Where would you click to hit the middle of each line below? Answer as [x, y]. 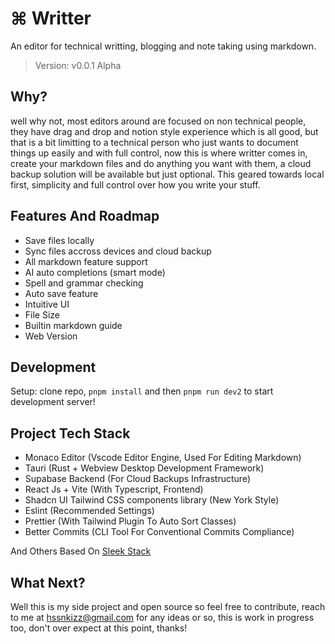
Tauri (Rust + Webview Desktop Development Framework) [144, 468]
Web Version [51, 336]
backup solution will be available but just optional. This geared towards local [167, 174]
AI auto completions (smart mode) [95, 272]
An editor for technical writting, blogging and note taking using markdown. [163, 46]
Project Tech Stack [70, 433]
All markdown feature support [86, 261]
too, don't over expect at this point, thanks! [99, 628]
